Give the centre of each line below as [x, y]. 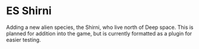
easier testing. [24, 40]
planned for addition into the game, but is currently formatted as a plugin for [99, 33]
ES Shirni [29, 11]
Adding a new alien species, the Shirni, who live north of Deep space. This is [100, 27]
